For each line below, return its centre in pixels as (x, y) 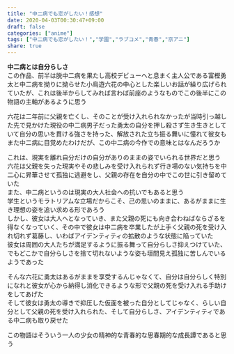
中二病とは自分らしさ (38, 67)
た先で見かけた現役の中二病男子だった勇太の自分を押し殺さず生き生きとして (117, 125)
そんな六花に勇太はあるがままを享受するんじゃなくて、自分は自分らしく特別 (117, 277)
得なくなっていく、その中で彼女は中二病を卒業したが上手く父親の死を (108, 227)
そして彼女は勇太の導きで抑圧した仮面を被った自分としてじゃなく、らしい (114, 303)
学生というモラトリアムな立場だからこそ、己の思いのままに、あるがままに (114, 201)
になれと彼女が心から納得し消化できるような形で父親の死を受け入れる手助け (117, 285)
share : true (24, 46)
